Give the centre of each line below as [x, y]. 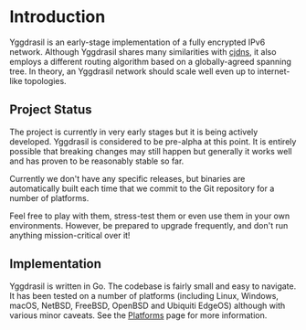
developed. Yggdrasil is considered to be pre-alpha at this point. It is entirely [153, 141]
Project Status [51, 110]
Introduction [58, 17]
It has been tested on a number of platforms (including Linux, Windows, [144, 295]
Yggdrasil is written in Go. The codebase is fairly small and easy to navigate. [153, 286]
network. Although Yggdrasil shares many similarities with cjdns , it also [143, 51]
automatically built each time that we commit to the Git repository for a [142, 188]
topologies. [45, 80]
